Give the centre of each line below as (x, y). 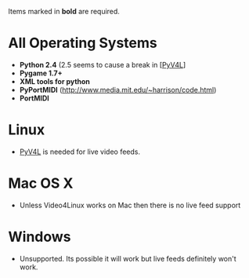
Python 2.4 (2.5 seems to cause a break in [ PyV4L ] (103, 64)
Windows (40, 237)
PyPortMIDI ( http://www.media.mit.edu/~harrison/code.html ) (118, 90)
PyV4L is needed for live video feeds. (80, 152)
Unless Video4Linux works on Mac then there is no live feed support (130, 205)
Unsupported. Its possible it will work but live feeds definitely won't (128, 258)
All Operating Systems (83, 43)
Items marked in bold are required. (64, 11)
